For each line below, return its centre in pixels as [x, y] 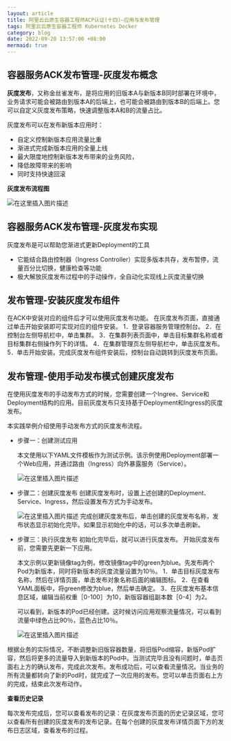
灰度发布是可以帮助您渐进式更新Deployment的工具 [78, 244]
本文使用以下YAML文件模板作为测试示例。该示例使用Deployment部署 [115, 455]
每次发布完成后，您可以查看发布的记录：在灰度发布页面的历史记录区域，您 [112, 713]
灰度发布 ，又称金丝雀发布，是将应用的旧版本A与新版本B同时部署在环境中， [113, 93]
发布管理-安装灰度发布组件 [64, 300]
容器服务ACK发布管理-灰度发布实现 [82, 227]
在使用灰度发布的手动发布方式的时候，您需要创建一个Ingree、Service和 [108, 394]
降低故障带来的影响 [44, 165]
